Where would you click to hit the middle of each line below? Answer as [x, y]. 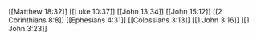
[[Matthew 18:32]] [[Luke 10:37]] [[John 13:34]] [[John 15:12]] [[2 [115, 12]
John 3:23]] [28, 28]
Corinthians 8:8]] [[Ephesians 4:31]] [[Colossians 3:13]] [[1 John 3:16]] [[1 [129, 20]
